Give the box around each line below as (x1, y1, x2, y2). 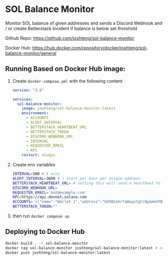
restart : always (21, 153, 55, 158)
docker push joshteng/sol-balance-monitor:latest (5, 250, 111, 255)
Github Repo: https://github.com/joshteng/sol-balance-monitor (5, 35, 135, 41)
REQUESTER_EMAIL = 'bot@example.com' (12, 190, 87, 195)
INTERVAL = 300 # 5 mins (12, 171, 60, 176)
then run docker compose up (12, 213, 69, 219)
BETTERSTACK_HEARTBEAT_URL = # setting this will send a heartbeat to (12, 180, 161, 186)
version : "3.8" (12, 88, 44, 93)
